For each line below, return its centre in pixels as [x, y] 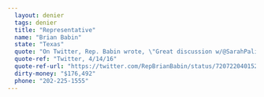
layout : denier [39, 15]
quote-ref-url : [39, 66]
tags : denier [36, 23]
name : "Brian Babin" [48, 37]
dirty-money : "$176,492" [55, 74]
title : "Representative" [55, 30]
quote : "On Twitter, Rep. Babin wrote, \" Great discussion [113, 52]
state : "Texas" [39, 45]
